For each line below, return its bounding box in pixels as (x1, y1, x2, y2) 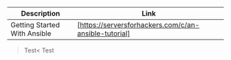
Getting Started (10, 20, 60, 29)
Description (21, 9, 60, 18)
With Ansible (10, 29, 52, 38)
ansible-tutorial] (76, 29, 131, 38)
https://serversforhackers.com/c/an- (80, 20, 200, 29)
